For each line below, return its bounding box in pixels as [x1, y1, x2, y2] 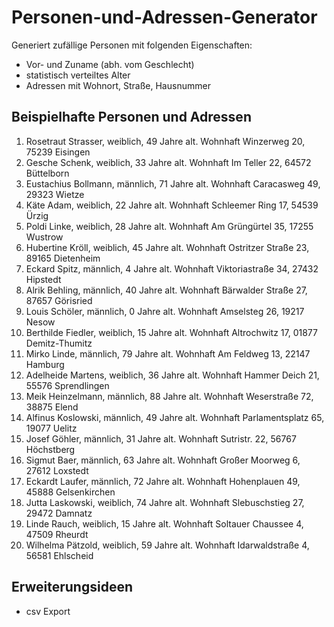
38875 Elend [25, 401, 79, 413]
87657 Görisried [25, 294, 93, 306]
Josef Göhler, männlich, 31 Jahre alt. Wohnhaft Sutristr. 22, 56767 [25, 432, 297, 445]
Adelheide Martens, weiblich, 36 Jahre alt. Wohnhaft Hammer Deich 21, [25, 369, 320, 381]
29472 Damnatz [25, 507, 93, 519]
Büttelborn [25, 167, 70, 179]
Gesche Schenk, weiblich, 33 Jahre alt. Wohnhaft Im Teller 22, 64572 [25, 156, 312, 168]
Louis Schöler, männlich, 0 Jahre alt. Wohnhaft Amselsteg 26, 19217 [25, 305, 305, 317]
